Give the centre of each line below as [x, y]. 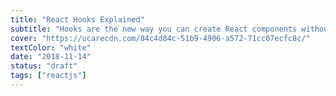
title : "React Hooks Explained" [77, 19]
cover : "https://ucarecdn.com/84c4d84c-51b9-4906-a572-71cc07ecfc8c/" [160, 38]
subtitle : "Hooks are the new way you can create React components [154, 29]
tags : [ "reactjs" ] [48, 76]
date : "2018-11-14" [51, 57]
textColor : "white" [51, 47]
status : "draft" [44, 66]
